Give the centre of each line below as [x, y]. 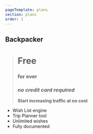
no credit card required [46, 89]
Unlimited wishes [30, 121]
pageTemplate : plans [27, 10]
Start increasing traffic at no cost [52, 101]
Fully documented [31, 126]
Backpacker [24, 39]
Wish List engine [29, 110]
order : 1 [14, 19]
